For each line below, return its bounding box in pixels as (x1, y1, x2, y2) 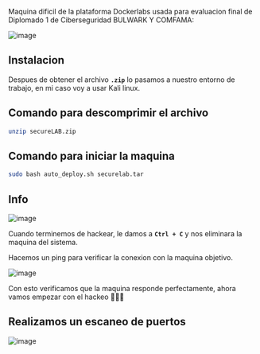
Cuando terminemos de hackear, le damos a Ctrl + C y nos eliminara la (8, 229, 243, 238)
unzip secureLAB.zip (8, 127, 77, 135)
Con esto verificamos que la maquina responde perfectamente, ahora (8, 284, 236, 293)
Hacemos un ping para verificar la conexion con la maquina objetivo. (8, 253, 233, 262)
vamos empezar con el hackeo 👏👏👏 (8, 292, 125, 301)
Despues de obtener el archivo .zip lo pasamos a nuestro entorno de (8, 75, 235, 84)
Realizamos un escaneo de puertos (8, 315, 187, 329)
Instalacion (8, 53, 65, 67)
